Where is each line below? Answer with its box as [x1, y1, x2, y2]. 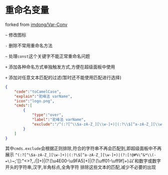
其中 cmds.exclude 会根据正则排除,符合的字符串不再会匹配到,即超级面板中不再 [5, 145, 161, 151]
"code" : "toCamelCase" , [14, 89, 61, 94]
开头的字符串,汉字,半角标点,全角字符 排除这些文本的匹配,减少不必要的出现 [5, 164, 156, 170]
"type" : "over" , [31, 112, 64, 118]
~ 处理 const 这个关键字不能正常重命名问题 [5, 53, 90, 59]
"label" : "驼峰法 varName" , [31, 117, 86, 122]
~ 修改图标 [5, 32, 26, 38]
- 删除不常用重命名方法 [5, 42, 53, 48]
